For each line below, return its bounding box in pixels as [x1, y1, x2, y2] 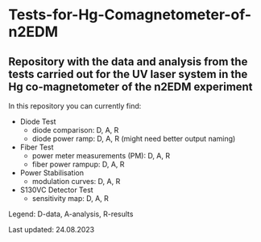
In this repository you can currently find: [8, 101, 142, 110]
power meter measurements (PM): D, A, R [31, 151, 171, 160]
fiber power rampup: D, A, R [31, 159, 125, 169]
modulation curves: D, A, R [31, 177, 121, 186]
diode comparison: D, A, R [31, 125, 119, 134]
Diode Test [19, 117, 56, 126]
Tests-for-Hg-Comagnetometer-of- [8, 6, 252, 24]
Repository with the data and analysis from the [8, 55, 248, 68]
